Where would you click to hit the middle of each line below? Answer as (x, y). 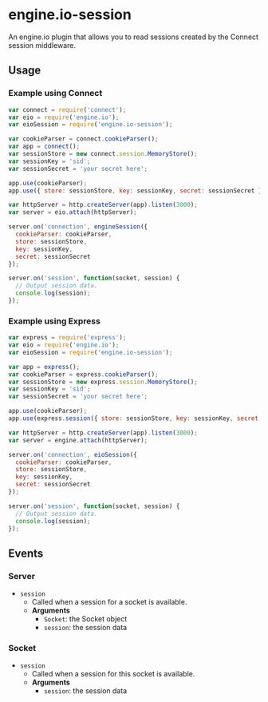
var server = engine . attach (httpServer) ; (78, 440)
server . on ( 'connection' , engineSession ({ (78, 227)
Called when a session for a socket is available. (109, 602)
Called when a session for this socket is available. (113, 674)
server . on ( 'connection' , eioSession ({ (73, 454)
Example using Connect (55, 93)
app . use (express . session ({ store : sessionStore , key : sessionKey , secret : (135, 418)
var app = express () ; (44, 367)
